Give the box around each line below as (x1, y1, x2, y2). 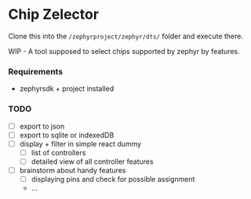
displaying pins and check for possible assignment (31, 174, 195, 183)
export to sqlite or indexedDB (19, 130, 115, 139)
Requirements (8, 66, 64, 77)
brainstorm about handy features (19, 165, 126, 175)
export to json (19, 121, 65, 131)
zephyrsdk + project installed (19, 84, 115, 93)
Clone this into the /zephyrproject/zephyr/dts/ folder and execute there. (8, 31, 243, 41)
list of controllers (31, 147, 86, 157)
